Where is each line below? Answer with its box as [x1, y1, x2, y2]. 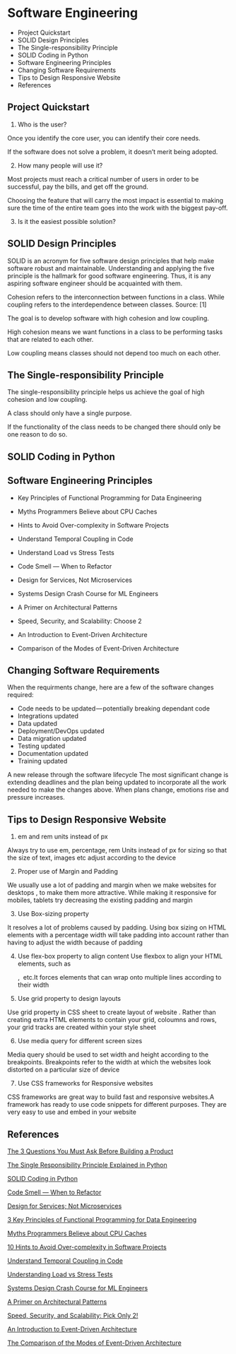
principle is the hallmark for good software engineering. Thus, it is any [7, 271, 211, 280]
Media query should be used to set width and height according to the [7, 1050, 209, 1059]
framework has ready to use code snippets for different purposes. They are [7, 1100, 228, 1109]
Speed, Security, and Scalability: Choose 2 [17, 617, 143, 625]
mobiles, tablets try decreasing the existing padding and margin [7, 896, 193, 905]
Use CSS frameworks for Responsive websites [17, 1079, 153, 1088]
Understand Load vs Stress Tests [17, 548, 114, 557]
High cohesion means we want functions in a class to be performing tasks [7, 327, 223, 336]
